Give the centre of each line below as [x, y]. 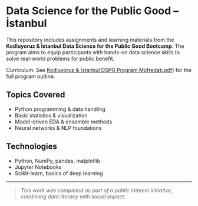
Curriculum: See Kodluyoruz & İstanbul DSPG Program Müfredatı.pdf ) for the [99, 70]
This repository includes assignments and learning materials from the [90, 40]
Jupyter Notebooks [38, 167]
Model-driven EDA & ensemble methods [63, 122]
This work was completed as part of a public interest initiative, [96, 190]
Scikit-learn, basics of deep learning [59, 173]
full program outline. [31, 76]
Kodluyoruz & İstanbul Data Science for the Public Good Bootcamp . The [95, 46]
